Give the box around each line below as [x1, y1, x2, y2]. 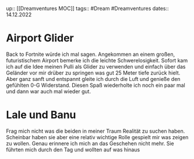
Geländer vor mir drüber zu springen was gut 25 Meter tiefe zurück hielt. [6, 69, 181, 76]
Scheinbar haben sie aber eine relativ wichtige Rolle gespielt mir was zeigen [6, 133, 189, 140]
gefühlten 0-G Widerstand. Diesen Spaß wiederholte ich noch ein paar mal [6, 82, 185, 89]
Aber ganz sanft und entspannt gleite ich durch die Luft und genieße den [6, 75, 181, 82]
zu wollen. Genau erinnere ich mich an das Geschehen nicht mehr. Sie [6, 140, 174, 147]
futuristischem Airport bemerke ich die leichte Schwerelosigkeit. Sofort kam [6, 56, 188, 63]
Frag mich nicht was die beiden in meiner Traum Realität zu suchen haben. [6, 128, 185, 135]
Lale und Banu [6, 108, 76, 122]
